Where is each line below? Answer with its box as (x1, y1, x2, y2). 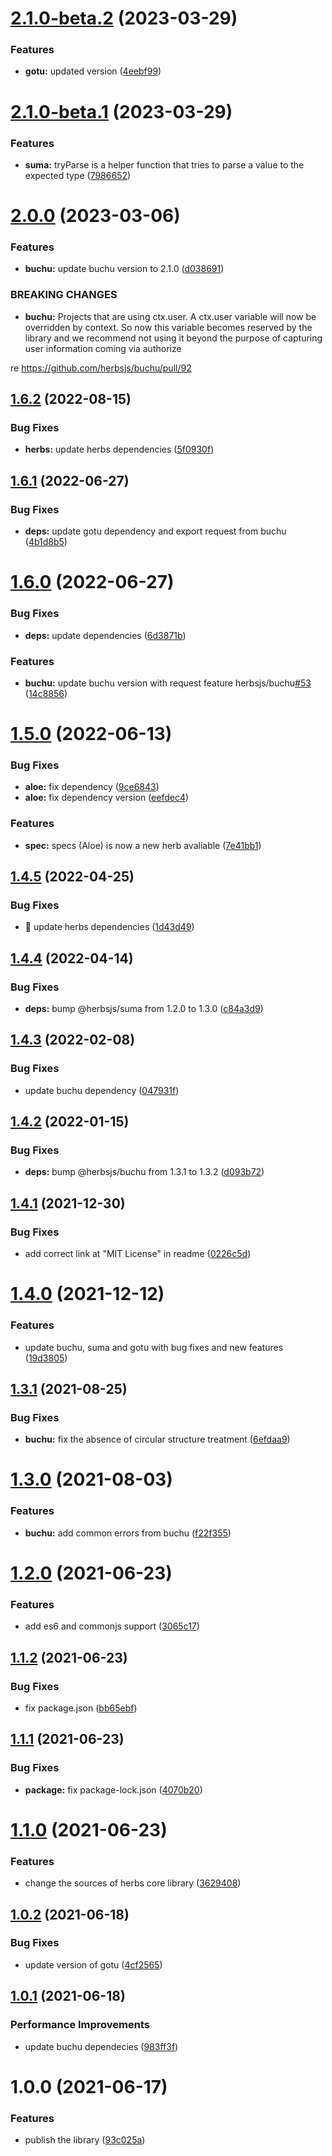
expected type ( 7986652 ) (24, 169, 132, 181)
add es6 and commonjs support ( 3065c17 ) (24, 1620, 200, 1632)
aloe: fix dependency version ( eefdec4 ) (24, 792, 190, 804)
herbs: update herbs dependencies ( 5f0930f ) (24, 443, 215, 456)
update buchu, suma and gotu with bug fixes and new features (24, 1341, 284, 1353)
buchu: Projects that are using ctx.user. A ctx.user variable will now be (24, 310, 317, 322)
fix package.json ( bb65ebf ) (24, 1702, 138, 1714)
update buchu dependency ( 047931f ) (24, 1084, 180, 1096)
